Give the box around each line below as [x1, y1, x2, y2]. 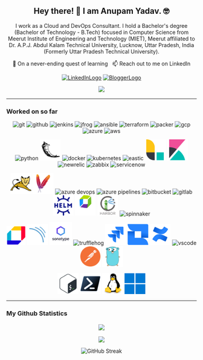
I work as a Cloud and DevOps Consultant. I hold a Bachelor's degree [15, 22, 188, 29]
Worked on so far [6, 107, 58, 116]
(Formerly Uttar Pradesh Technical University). [43, 48, 160, 55]
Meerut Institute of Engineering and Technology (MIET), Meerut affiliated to [8, 34, 195, 42]
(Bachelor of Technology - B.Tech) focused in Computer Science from [14, 28, 189, 36]
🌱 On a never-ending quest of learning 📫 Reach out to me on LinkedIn [12, 60, 191, 67]
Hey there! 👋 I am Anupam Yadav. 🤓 [33, 6, 170, 16]
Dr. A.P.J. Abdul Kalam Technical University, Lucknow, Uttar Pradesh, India [8, 41, 195, 48]
